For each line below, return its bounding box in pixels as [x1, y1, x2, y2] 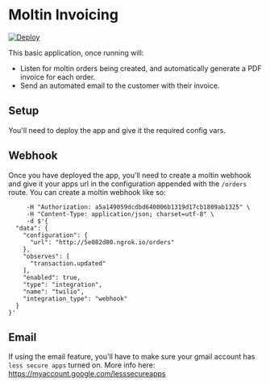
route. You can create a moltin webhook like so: [8, 187, 167, 197]
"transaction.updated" [29, 259, 106, 268]
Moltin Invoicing [8, 6, 119, 24]
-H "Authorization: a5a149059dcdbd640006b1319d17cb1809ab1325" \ [26, 203, 251, 211]
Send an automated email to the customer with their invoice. [19, 81, 220, 90]
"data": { [15, 224, 48, 232]
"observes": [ [23, 252, 70, 260]
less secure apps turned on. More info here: [8, 360, 156, 370]
